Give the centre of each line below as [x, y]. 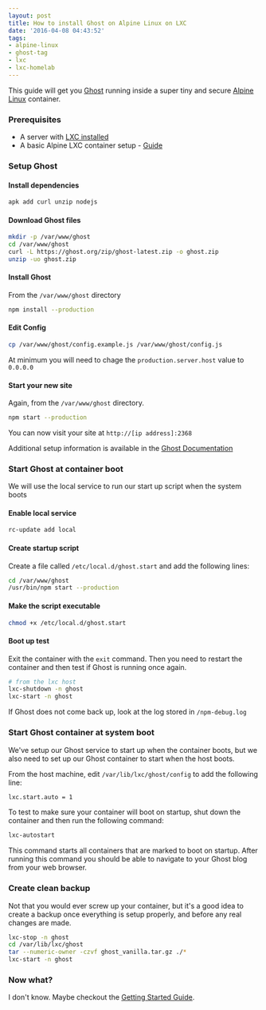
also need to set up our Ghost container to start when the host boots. [121, 758]
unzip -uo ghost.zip [43, 259]
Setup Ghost [33, 166]
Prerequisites [35, 119]
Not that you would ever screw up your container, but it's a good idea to [126, 905]
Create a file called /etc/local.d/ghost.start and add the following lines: [129, 566]
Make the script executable [55, 606]
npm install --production [51, 309]
